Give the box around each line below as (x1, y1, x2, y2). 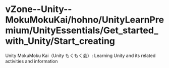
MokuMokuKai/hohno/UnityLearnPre (5, 14, 164, 25)
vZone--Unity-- (5, 3, 72, 15)
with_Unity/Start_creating (5, 35, 115, 47)
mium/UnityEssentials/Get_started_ (5, 25, 158, 36)
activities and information (5, 58, 58, 64)
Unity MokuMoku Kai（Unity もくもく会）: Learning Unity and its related (5, 52, 156, 58)
